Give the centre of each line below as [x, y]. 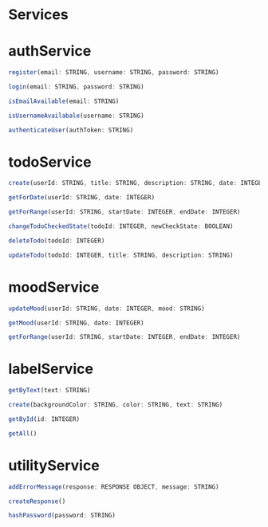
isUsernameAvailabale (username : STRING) [77, 116]
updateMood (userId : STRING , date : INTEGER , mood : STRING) [106, 309]
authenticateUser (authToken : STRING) [71, 130]
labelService [51, 369]
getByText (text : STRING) [49, 391]
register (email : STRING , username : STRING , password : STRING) [114, 73]
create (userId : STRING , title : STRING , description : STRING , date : [123, 183]
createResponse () [37, 501]
